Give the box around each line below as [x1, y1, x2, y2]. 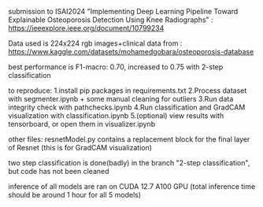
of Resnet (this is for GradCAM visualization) [8, 143, 152, 152]
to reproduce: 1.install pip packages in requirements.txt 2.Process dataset [8, 86, 247, 95]
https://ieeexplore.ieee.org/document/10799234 [8, 24, 165, 32]
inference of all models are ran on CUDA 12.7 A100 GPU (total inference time [8, 182, 256, 191]
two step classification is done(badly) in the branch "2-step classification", [8, 158, 250, 168]
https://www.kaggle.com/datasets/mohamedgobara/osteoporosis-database [8, 47, 254, 56]
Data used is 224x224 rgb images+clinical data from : [8, 39, 183, 48]
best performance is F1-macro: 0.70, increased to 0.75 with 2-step [8, 62, 224, 72]
